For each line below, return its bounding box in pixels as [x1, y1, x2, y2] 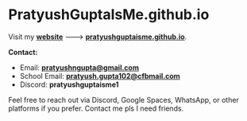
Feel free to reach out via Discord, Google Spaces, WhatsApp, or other [8, 95, 240, 104]
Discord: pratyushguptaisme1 [19, 80, 119, 89]
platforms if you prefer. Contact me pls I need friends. [8, 103, 184, 113]
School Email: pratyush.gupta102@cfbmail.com [19, 71, 180, 80]
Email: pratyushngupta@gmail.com [19, 62, 139, 72]
